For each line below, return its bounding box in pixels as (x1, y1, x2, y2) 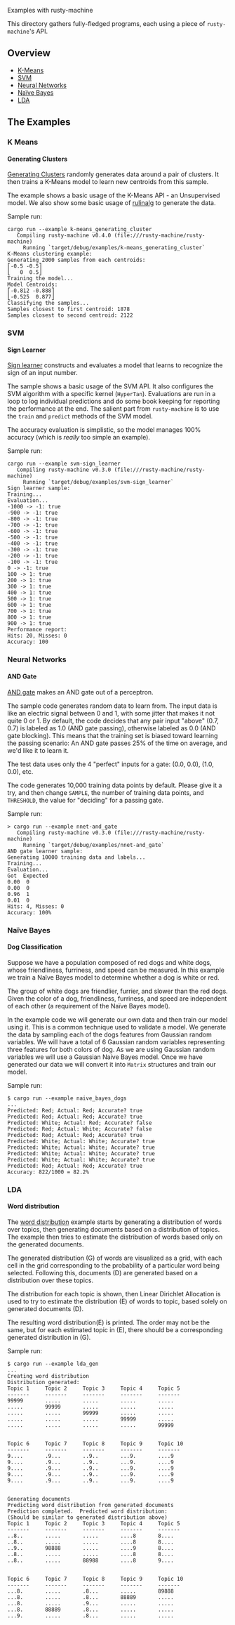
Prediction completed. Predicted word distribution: (7, 1508, 168, 1515)
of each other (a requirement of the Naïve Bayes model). (7, 1001, 170, 1010)
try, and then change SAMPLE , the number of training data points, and (7, 788, 204, 796)
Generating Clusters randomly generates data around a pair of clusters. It (7, 170, 220, 178)
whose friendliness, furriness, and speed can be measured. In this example (7, 966, 224, 974)
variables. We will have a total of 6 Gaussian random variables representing (7, 1037, 225, 1046)
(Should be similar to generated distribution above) (7, 1513, 168, 1521)
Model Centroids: (7, 281, 58, 289)
